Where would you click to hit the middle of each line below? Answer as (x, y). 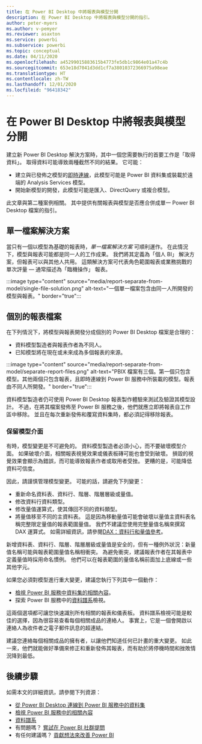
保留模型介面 (25, 432)
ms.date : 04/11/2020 (32, 57)
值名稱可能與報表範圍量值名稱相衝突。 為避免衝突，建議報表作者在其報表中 (99, 552)
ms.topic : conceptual (33, 51)
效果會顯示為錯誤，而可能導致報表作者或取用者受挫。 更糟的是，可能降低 (102, 461)
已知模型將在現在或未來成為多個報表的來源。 (70, 352)
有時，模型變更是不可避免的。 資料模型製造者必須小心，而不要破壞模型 (94, 446)
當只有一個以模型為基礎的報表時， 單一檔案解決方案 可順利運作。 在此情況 (97, 247)
